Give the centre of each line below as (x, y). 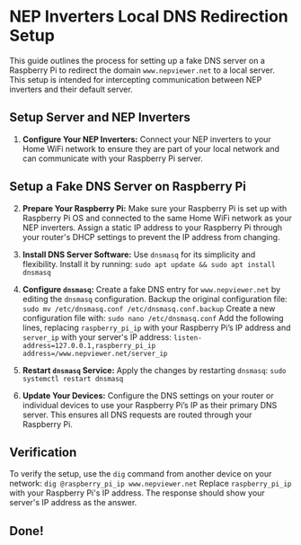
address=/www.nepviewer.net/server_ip (95, 353)
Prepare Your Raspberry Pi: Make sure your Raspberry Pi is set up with (155, 208)
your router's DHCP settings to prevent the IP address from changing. (151, 237)
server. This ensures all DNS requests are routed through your (137, 415)
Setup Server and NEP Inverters (100, 117)
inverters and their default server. (71, 89)
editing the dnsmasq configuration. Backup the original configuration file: (155, 299)
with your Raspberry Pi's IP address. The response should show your (137, 493)
